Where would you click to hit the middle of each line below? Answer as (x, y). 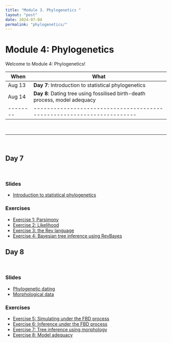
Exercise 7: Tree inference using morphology (60, 329)
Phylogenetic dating (34, 289)
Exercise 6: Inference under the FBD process (60, 324)
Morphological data (33, 294)
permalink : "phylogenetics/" (36, 24)
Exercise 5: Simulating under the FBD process (61, 319)
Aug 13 (17, 85)
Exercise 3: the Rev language (43, 230)
